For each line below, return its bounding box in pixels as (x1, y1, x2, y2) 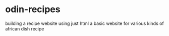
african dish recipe (5, 25, 44, 31)
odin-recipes (5, 4, 61, 15)
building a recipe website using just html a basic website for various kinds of (5, 20, 164, 26)
